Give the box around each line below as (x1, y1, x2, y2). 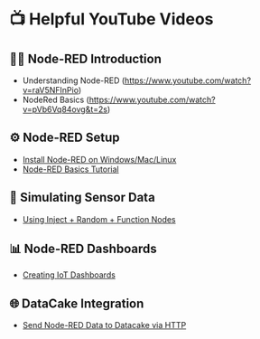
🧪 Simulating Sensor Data (9, 190, 155, 205)
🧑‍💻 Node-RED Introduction (9, 51, 162, 66)
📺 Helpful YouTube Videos (9, 9, 214, 30)
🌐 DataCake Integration (9, 296, 144, 311)
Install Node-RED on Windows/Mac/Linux (22, 154, 177, 165)
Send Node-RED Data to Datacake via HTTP (22, 320, 187, 331)
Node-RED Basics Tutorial (22, 164, 119, 174)
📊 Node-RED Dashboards (9, 241, 157, 257)
